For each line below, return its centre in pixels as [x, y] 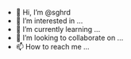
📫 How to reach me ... [52, 47]
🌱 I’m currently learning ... [58, 29]
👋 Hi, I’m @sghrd [43, 12]
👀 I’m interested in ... [49, 21]
